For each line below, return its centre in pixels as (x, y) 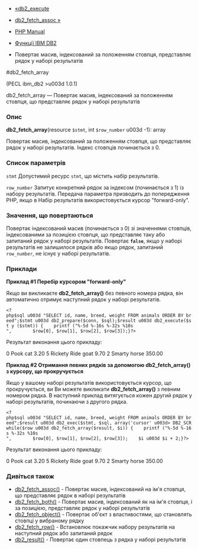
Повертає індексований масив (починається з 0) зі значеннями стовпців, (99, 228)
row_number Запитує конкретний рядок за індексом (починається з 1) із (95, 187)
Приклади (22, 269)
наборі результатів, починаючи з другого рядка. (67, 402)
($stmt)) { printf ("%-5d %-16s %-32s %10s (75, 326)
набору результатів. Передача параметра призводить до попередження (98, 194)
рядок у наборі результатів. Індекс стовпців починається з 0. (83, 148)
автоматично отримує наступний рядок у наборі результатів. (84, 299)
